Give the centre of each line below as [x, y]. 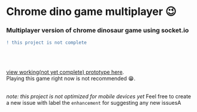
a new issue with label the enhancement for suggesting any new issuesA [94, 103]
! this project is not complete [46, 43]
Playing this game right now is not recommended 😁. [71, 78]
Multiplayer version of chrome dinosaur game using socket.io [98, 31]
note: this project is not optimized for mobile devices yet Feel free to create [99, 96]
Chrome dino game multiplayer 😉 [91, 12]
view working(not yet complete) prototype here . [65, 72]
